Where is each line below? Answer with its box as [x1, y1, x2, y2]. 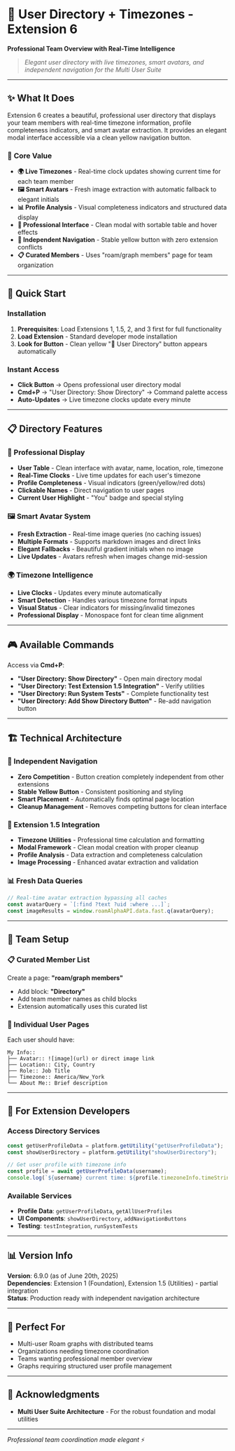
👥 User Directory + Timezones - [7, 6, 194, 22]
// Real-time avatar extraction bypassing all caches [7, 894, 168, 901]
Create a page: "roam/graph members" [7, 974, 124, 982]
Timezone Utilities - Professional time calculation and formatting [17, 836, 205, 844]
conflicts [17, 243, 43, 252]
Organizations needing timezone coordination [17, 1347, 149, 1355]
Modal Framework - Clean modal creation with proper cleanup [17, 843, 199, 852]
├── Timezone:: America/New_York [7, 1074, 105, 1081]
